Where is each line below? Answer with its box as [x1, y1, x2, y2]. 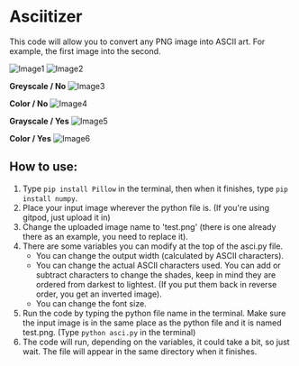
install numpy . [22, 192, 78, 204]
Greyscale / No [9, 80, 67, 91]
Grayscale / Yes [9, 115, 69, 126]
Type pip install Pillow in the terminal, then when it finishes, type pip [22, 183, 288, 194]
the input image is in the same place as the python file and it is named [22, 317, 282, 328]
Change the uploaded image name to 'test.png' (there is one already [22, 221, 276, 232]
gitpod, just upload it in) [22, 212, 111, 223]
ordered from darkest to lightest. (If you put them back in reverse [35, 279, 277, 289]
